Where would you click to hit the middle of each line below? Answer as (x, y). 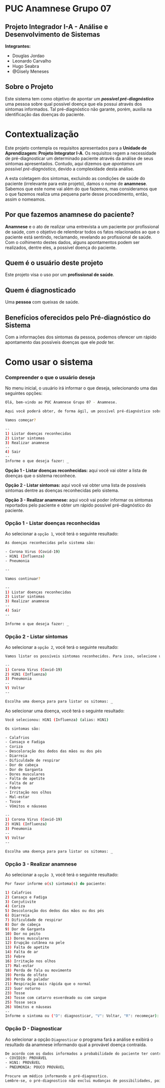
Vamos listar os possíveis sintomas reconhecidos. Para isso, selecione (81, 656)
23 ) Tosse (15, 993)
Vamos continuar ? (23, 578)
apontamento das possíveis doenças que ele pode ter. (60, 342)
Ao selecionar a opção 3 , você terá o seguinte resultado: (62, 875)
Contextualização (42, 134)
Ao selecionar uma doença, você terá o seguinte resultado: (65, 711)
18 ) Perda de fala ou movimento (38, 970)
